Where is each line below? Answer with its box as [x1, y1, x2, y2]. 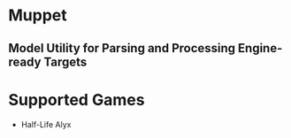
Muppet [8, 5, 67, 26]
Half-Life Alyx [20, 119, 72, 129]
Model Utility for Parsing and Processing [8, 41, 236, 56]
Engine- [237, 41, 283, 56]
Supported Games [8, 89, 145, 110]
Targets [43, 54, 88, 69]
